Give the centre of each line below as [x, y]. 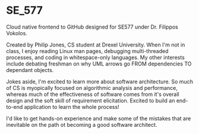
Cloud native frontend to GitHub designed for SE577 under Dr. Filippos [92, 27]
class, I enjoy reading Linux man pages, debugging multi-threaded [87, 51]
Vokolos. [17, 33]
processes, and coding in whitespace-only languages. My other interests [96, 57]
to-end [15, 107]
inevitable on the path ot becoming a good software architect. [82, 124]
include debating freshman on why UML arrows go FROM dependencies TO [99, 64]
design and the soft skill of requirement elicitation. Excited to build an [91, 100]
